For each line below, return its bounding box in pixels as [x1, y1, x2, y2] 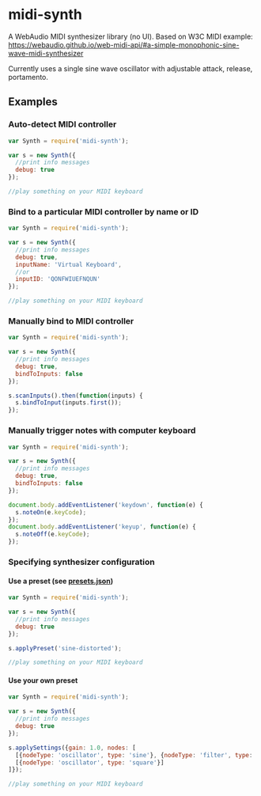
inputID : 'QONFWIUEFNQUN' [15, 275, 101, 283]
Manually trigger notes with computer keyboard [8, 425, 196, 436]
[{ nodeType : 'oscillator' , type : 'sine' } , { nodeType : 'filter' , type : [15, 751, 253, 759]
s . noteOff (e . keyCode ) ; [15, 530, 90, 539]
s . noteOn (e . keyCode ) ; [15, 508, 87, 516]
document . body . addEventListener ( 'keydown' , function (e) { [8, 501, 203, 509]
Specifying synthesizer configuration [8, 556, 156, 567]
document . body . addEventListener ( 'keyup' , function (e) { [8, 523, 196, 531]
